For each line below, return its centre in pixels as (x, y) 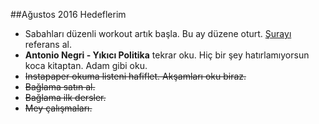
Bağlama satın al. (60, 87)
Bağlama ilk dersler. (65, 97)
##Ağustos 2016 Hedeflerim (68, 14)
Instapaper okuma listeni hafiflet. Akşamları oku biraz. (135, 76)
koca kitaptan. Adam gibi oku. (86, 65)
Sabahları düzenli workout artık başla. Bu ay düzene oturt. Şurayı (158, 33)
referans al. (48, 44)
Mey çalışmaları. (58, 108)
